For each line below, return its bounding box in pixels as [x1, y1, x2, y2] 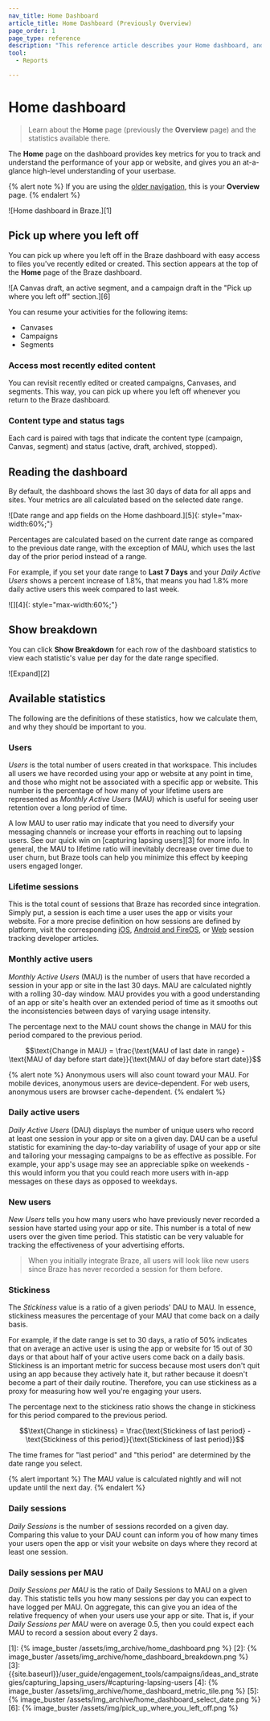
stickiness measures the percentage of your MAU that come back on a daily [8, 1311, 260, 1321]
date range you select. [8, 1459, 83, 1469]
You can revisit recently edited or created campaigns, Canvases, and [8, 378, 237, 387]
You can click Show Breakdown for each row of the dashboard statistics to [8, 644, 257, 654]
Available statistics [8, 692, 106, 705]
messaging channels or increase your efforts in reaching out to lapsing [8, 827, 243, 836]
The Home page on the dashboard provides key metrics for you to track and [8, 149, 261, 158]
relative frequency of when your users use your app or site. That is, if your [8, 1611, 255, 1621]
